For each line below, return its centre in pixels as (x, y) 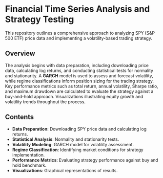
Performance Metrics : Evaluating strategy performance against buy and (85, 160)
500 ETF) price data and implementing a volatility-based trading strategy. (79, 38)
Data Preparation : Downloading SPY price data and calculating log (79, 129)
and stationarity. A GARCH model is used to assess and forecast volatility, (79, 76)
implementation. (28, 155)
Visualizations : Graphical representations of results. (65, 170)
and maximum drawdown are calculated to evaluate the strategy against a (79, 91)
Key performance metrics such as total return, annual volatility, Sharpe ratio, (82, 86)
